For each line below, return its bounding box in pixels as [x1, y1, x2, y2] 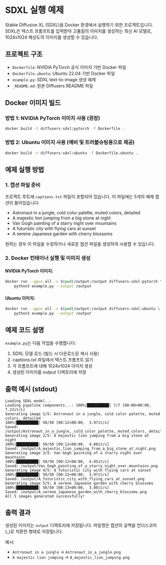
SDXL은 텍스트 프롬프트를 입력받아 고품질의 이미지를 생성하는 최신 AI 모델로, [5, 28, 152, 34]
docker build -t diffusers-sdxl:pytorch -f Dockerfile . [5, 126, 125, 131]
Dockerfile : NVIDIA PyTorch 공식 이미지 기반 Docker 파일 [12, 64, 126, 70]
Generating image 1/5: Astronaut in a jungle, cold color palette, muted [5, 411, 161, 416]
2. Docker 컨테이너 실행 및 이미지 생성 [5, 255, 91, 261]
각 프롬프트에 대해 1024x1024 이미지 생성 [12, 362, 93, 369]
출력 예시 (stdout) [5, 385, 58, 394]
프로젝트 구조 [5, 50, 43, 58]
